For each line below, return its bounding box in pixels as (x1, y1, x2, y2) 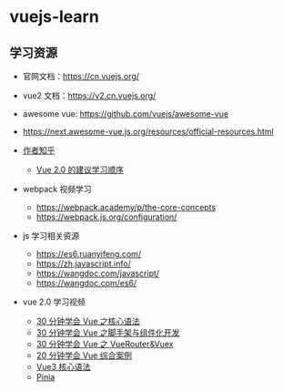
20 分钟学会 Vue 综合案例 (35, 350, 132, 361)
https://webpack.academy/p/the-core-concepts (35, 202, 217, 212)
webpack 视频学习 (22, 184, 92, 194)
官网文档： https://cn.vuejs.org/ (22, 71, 139, 81)
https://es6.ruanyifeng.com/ (35, 249, 142, 259)
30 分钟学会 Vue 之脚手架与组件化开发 (35, 327, 180, 338)
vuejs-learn (9, 6, 100, 27)
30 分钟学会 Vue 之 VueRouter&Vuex (35, 339, 174, 349)
